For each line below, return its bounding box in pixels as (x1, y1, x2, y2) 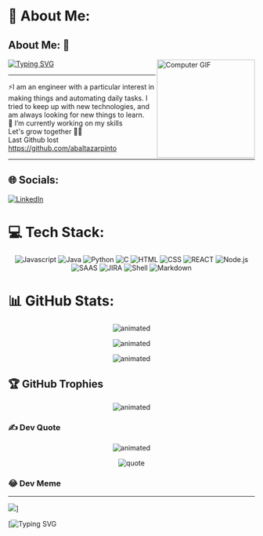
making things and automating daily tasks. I (8, 93, 148, 103)
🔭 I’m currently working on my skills (8, 119, 123, 128)
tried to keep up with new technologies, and (8, 102, 150, 111)
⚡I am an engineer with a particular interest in (8, 82, 155, 91)
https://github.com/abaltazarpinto (8, 144, 117, 152)
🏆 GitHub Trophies (8, 377, 104, 391)
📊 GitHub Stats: (8, 292, 115, 309)
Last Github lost (8, 135, 59, 144)
